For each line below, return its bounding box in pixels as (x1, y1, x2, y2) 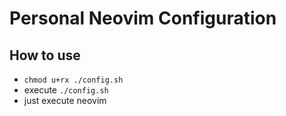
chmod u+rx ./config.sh (23, 75, 124, 85)
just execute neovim (23, 95, 107, 106)
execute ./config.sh (23, 84, 109, 96)
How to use (9, 47, 81, 64)
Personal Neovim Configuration (9, 7, 277, 30)
